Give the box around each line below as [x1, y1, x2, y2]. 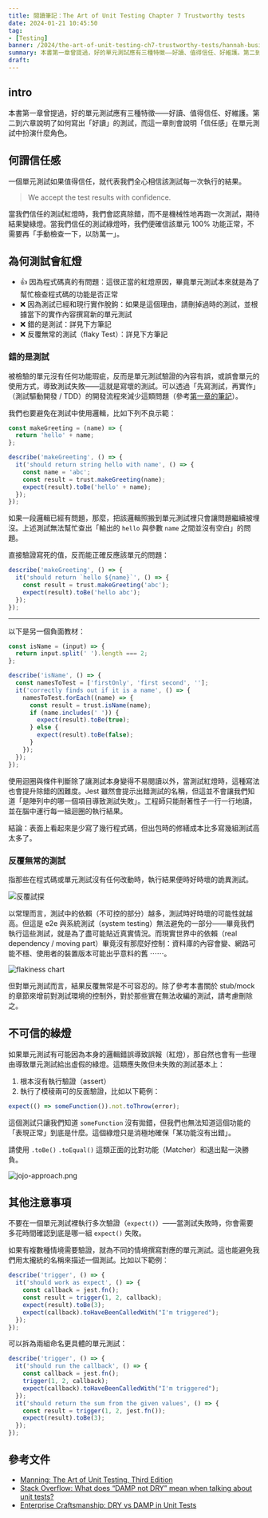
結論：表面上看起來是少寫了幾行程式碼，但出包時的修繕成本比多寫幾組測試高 [8, 823, 260, 833]
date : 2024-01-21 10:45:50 [8, 19, 98, 27]
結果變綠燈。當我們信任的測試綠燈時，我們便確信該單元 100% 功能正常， [8, 219, 247, 228]
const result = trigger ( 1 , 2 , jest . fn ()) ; [22, 1407, 166, 1415]
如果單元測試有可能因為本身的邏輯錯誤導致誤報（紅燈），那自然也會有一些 [8, 1049, 250, 1059]
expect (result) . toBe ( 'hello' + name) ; [22, 483, 152, 491]
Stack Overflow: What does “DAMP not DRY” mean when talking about [19, 1483, 253, 1492]
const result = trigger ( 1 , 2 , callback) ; [22, 1293, 162, 1302]
